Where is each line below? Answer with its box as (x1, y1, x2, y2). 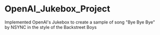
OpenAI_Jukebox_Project (4, 3, 110, 14)
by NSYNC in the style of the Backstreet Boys (4, 24, 97, 30)
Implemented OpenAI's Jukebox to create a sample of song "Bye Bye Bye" (4, 19, 156, 25)
